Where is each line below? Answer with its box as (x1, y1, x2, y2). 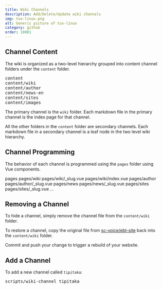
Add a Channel (5, 256, 51, 265)
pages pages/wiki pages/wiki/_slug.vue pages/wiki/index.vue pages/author (5, 175, 157, 181)
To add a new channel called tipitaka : (5, 269, 83, 275)
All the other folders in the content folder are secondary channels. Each (5, 123, 148, 129)
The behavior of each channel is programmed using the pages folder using (5, 161, 154, 167)
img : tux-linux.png (5, 16, 45, 21)
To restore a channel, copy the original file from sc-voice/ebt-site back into (5, 228, 156, 233)
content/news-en (5, 90, 44, 96)
